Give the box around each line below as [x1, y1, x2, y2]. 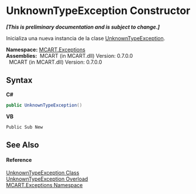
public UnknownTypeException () [6, 102, 82, 108]
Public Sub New [6, 124, 43, 130]
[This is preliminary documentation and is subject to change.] [6, 23, 160, 30]
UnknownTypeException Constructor [6, 4, 191, 18]
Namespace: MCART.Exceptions [6, 46, 86, 53]
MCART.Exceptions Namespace [6, 182, 83, 189]
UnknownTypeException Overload [6, 175, 88, 182]
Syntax [6, 75, 33, 85]
